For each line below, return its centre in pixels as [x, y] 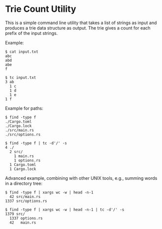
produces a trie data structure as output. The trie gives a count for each [78, 28]
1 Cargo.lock [23, 169]
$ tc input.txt [21, 77]
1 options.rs [27, 160]
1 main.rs [24, 156]
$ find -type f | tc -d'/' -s [36, 143]
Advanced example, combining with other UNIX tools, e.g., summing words [81, 178]
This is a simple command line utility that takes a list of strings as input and [81, 23]
